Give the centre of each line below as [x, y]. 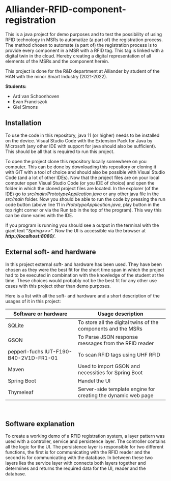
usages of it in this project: [33, 301]
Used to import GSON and [109, 366]
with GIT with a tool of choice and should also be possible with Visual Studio [85, 172]
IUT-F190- [58, 351]
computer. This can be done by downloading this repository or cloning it [81, 167]
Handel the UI [94, 381]
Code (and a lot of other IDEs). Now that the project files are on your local [82, 177]
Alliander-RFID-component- [66, 9]
